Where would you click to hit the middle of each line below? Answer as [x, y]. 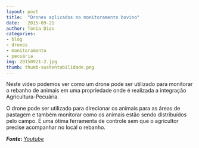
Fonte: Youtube [25, 139]
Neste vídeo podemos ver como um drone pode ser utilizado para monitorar [99, 84]
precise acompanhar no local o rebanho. [56, 127]
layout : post [22, 12]
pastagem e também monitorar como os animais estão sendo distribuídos [97, 115]
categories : [21, 34]
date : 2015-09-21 [30, 23]
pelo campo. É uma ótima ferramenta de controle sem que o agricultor [92, 121]
